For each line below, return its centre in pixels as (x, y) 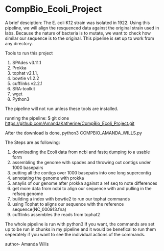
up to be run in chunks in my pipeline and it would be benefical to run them (81, 229)
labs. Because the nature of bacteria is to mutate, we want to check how (78, 33)
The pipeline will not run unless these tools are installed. (62, 109)
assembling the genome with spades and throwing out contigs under (82, 162)
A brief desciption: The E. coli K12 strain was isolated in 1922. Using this (78, 23)
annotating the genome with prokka (48, 178)
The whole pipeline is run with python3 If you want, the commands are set (80, 224)
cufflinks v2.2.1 (27, 83)
